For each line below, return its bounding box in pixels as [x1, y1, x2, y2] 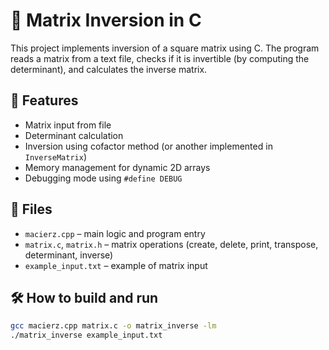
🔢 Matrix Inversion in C [10, 9, 202, 32]
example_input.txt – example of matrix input [24, 259, 208, 271]
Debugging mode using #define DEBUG [24, 172, 183, 184]
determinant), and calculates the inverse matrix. [10, 63, 208, 75]
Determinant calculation [24, 129, 124, 141]
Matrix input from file [24, 119, 112, 131]
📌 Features [10, 92, 79, 109]
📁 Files [10, 201, 53, 218]
